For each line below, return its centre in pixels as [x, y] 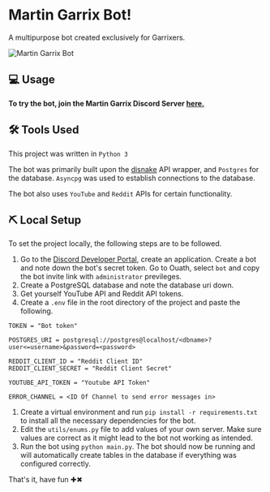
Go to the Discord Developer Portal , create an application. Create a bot [138, 259]
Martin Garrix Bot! [70, 15]
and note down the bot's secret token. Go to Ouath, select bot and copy [140, 268]
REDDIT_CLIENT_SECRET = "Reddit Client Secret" [90, 369]
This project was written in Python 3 [68, 153]
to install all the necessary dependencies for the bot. [108, 421]
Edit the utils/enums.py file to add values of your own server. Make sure [141, 429]
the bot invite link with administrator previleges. [101, 277]
